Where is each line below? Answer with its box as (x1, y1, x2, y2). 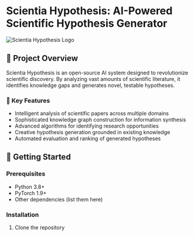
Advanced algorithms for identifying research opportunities (14, 122, 159, 129)
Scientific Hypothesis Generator (6, 17, 167, 30)
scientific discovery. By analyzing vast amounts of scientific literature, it (6, 75, 180, 82)
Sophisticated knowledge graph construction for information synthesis (14, 116, 186, 124)
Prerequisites (6, 170, 45, 178)
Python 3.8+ (14, 183, 45, 190)
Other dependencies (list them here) (14, 196, 103, 203)
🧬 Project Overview (6, 53, 78, 63)
